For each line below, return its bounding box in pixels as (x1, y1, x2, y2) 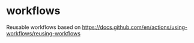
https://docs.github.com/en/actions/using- (82, 24, 188, 31)
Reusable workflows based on (6, 24, 81, 31)
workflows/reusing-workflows (6, 29, 81, 37)
